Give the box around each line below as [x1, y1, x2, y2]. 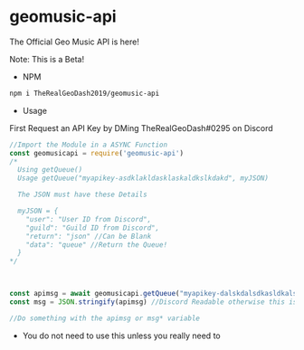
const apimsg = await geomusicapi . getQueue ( [9, 289, 180, 298]
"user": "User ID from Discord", [25, 214, 152, 223]
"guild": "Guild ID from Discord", [25, 223, 160, 232]
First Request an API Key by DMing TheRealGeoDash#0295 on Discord [9, 122, 273, 133]
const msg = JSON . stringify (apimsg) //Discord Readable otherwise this [9, 298, 285, 307]
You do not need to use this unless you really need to [22, 330, 221, 341]
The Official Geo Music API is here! [9, 36, 140, 47]
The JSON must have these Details [17, 190, 147, 200]
